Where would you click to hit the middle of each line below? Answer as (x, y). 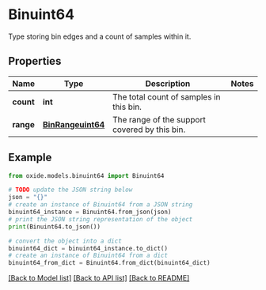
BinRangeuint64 (74, 124)
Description (168, 83)
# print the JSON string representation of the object (101, 219)
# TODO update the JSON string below (70, 190)
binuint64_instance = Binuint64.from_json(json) (90, 212)
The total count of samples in (166, 96)
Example (30, 158)
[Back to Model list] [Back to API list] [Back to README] (99, 278)
